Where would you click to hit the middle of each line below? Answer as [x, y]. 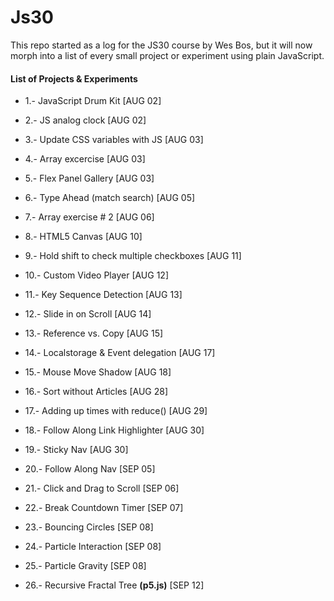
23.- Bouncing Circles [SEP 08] [89, 527]
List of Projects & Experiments [74, 78]
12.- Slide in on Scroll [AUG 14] [88, 314]
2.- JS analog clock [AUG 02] [85, 120]
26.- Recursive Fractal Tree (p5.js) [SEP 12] [114, 585]
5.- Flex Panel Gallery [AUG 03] [89, 178]
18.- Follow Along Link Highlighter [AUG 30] [114, 430]
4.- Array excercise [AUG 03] [85, 159]
